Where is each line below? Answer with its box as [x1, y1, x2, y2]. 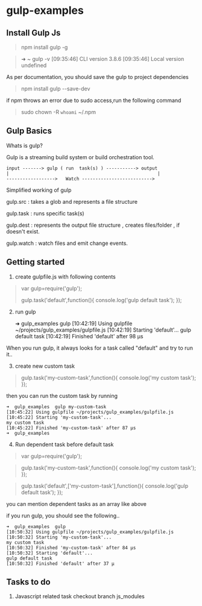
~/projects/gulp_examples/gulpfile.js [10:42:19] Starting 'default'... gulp [14, 326, 191, 333]
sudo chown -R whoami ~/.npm [21, 109, 96, 115]
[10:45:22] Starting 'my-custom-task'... [6, 414, 112, 420]
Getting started [6, 257, 65, 267]
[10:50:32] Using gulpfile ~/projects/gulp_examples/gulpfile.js [6, 529, 174, 535]
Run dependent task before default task [14, 441, 114, 448]
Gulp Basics [6, 126, 52, 136]
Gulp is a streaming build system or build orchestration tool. [6, 153, 155, 160]
